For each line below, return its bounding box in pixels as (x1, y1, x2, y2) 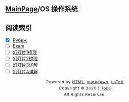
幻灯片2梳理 (12, 56, 38, 62)
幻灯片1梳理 (12, 49, 37, 56)
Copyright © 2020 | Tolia (59, 85, 111, 91)
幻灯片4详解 (12, 68, 38, 74)
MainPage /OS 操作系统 (5, 5, 78, 14)
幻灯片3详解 (12, 62, 38, 68)
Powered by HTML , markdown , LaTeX (46, 79, 124, 84)
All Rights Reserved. (64, 91, 106, 97)
